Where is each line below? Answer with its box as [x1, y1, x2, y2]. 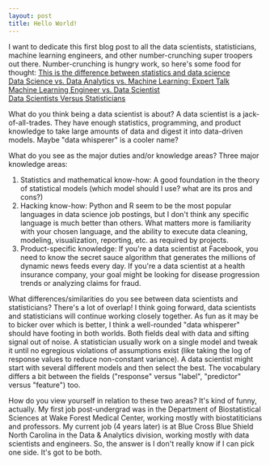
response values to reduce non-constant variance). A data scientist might [8, 354, 254, 364]
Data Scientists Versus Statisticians [8, 93, 126, 103]
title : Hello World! [8, 19, 78, 28]
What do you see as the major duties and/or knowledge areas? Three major [8, 151, 259, 160]
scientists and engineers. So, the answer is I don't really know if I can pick [8, 438, 255, 448]
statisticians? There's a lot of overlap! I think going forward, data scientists [8, 302, 256, 312]
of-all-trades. [8, 117, 53, 127]
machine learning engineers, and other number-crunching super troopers [8, 50, 253, 60]
